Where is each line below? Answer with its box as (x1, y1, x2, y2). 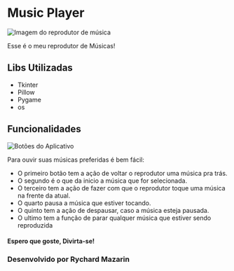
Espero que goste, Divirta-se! (7, 237, 95, 246)
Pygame (17, 95, 42, 104)
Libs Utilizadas (7, 62, 74, 74)
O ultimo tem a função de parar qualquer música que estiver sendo (17, 214, 212, 222)
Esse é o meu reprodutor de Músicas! (7, 41, 116, 50)
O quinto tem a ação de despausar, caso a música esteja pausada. (17, 206, 209, 214)
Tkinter (17, 81, 39, 89)
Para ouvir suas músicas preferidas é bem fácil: (7, 155, 145, 164)
